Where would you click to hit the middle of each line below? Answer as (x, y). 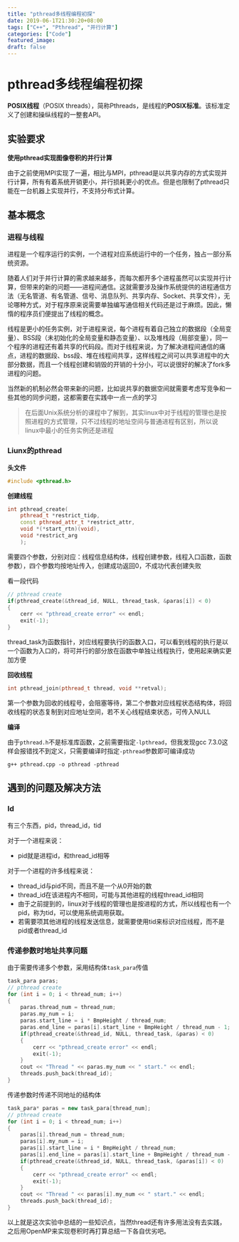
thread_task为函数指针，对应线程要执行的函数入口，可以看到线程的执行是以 (118, 642)
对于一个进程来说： (36, 840)
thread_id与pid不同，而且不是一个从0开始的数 (85, 886)
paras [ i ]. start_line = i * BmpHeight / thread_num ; (98, 1148)
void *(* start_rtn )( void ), (60, 529)
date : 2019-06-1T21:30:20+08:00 (55, 21)
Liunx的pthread (35, 451)
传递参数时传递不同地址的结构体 (54, 1094)
